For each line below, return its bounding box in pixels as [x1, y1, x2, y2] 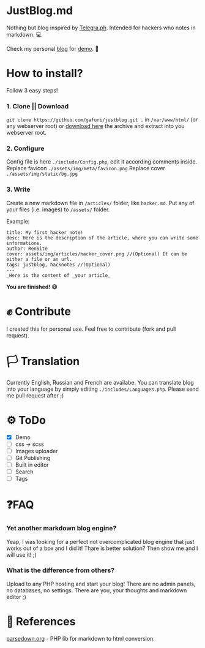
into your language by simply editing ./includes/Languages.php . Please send [6, 385, 199, 393]
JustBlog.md [6, 4, 73, 18]
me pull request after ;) [6, 391, 64, 399]
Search [15, 468, 34, 475]
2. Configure [6, 145, 45, 153]
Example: [6, 217, 30, 225]
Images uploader [15, 447, 58, 454]
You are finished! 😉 [6, 283, 58, 290]
